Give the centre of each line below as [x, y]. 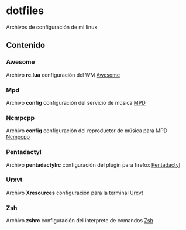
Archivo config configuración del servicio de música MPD [76, 102]
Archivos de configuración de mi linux [52, 27]
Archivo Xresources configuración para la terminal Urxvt [75, 193]
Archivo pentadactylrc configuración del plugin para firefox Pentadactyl [93, 164]
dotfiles [25, 11]
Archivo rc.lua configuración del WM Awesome [63, 75]
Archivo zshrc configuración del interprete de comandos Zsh [80, 221]
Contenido [26, 45]
